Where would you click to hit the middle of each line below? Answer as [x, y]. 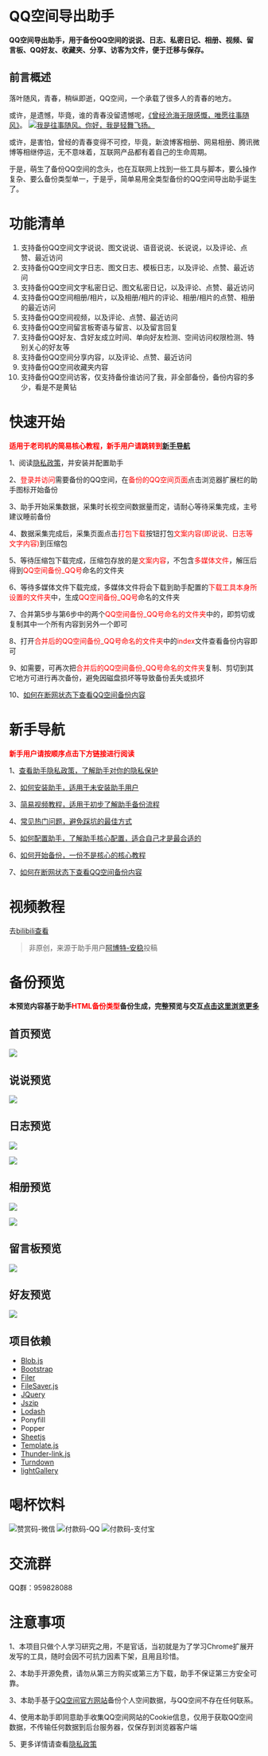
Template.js [39, 1445]
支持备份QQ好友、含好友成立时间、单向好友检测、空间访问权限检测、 [134, 337]
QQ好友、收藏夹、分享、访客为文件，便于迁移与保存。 [119, 49]
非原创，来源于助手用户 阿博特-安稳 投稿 [93, 947]
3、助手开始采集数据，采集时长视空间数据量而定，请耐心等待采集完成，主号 [133, 506]
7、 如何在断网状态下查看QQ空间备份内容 [76, 872]
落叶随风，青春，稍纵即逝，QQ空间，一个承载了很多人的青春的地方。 [122, 98]
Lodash [33, 1412]
